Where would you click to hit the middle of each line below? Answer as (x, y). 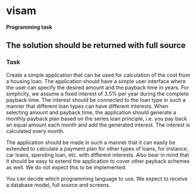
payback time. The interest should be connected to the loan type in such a (96, 100)
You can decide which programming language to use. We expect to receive (97, 178)
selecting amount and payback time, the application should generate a (91, 112)
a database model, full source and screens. (58, 185)
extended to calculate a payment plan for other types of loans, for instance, (97, 148)
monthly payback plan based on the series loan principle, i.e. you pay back (97, 118)
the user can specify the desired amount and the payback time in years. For (98, 87)
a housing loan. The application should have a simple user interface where (96, 81)
